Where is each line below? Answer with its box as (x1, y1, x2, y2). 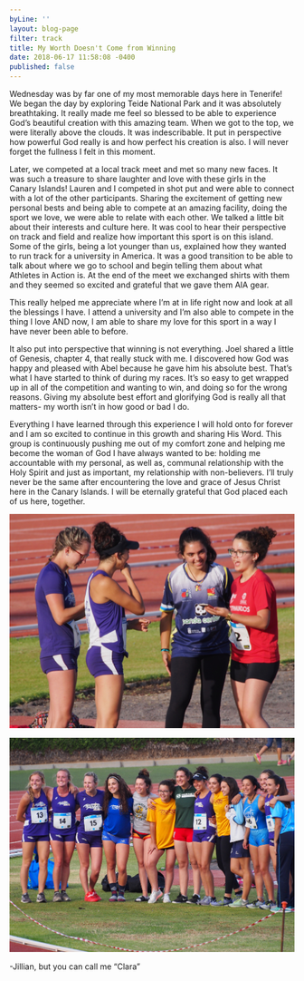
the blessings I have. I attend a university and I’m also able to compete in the (9, 306, 294, 317)
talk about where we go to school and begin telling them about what (9, 260, 263, 271)
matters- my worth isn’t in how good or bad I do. (9, 402, 190, 412)
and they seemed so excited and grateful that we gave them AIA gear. (9, 279, 270, 290)
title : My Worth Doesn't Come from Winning (9, 44, 176, 53)
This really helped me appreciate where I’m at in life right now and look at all (9, 297, 293, 307)
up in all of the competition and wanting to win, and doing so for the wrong (9, 382, 288, 393)
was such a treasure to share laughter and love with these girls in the (9, 173, 267, 184)
